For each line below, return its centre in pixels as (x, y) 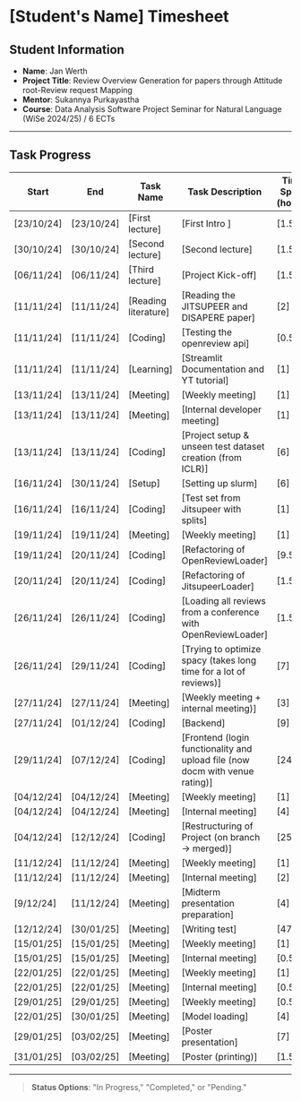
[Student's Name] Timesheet (120, 17)
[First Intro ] (206, 223)
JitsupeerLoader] (218, 586)
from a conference (220, 612)
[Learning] (150, 369)
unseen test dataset (223, 446)
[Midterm (201, 891)
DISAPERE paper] (218, 317)
